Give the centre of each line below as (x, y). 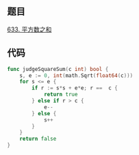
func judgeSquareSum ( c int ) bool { (58, 69)
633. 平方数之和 (29, 29)
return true (61, 95)
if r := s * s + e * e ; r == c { (75, 88)
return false (38, 139)
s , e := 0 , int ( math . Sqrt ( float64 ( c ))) (76, 75)
